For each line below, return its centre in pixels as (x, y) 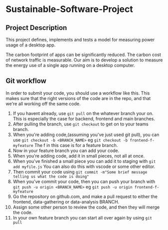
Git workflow (26, 81)
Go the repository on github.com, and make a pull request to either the (85, 196)
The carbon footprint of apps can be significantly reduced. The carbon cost (84, 54)
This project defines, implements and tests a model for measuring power (80, 39)
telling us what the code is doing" (51, 176)
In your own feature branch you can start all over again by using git (83, 217)
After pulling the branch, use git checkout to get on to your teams (81, 124)
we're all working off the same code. (43, 103)
